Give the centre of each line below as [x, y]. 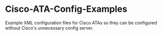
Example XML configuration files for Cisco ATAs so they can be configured [81, 23]
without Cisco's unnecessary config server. [49, 28]
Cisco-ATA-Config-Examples [66, 9]
